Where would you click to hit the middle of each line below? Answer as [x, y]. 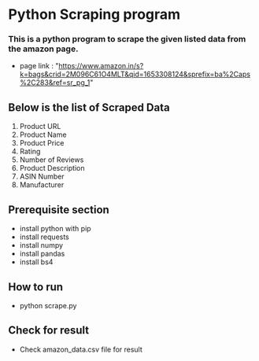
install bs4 [36, 262]
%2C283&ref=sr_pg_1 [55, 83]
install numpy [41, 245]
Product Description [52, 168]
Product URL [40, 127]
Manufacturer [42, 185]
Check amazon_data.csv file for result [81, 349]
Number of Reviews [52, 160]
